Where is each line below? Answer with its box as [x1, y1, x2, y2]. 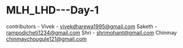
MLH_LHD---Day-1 [6, 4, 99, 17]
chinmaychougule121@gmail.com [6, 35, 87, 42]
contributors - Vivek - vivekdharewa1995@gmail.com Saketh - [6, 23, 158, 30]
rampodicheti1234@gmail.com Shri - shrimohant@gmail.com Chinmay [6, 29, 177, 36]
